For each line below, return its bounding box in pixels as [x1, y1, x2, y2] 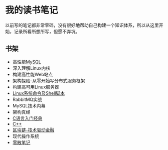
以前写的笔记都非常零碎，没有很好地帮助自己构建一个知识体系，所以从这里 [5, 22, 159, 28]
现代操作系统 [12, 133, 39, 139]
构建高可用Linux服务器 [12, 84, 59, 90]
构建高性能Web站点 [12, 71, 53, 77]
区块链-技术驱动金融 [12, 126, 55, 133]
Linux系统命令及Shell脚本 [12, 90, 65, 96]
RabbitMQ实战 [12, 96, 43, 102]
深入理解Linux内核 [12, 65, 51, 71]
